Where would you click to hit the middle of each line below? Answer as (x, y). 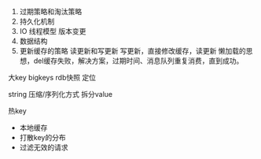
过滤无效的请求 (44, 147)
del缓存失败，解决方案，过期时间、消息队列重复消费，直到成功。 (138, 61)
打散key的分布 (42, 137)
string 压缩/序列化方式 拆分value (61, 94)
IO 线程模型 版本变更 (53, 31)
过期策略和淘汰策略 (51, 11)
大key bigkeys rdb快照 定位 (52, 78)
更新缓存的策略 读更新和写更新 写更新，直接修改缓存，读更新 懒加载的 (132, 51)
